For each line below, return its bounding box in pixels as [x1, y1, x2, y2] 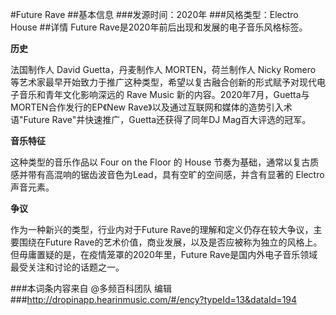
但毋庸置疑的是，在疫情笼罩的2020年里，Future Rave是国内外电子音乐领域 [10, 249, 318, 260]
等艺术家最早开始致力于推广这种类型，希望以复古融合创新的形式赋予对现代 [10, 76, 317, 88]
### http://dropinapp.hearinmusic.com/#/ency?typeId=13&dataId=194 [10, 294, 298, 305]
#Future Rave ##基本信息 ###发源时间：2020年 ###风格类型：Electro [10, 9, 299, 20]
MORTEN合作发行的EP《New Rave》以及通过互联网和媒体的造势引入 [10, 101, 284, 113]
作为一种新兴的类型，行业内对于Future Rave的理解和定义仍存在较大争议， [10, 224, 314, 235]
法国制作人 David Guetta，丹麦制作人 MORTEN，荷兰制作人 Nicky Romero [10, 64, 317, 75]
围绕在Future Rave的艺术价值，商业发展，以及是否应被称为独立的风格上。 [18, 236, 323, 248]
